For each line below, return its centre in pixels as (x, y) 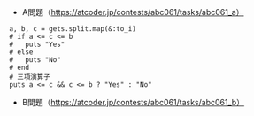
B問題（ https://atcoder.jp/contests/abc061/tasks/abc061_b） (133, 102)
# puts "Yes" (37, 44)
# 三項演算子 (30, 77)
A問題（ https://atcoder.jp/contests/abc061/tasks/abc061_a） (133, 12)
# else (21, 52)
